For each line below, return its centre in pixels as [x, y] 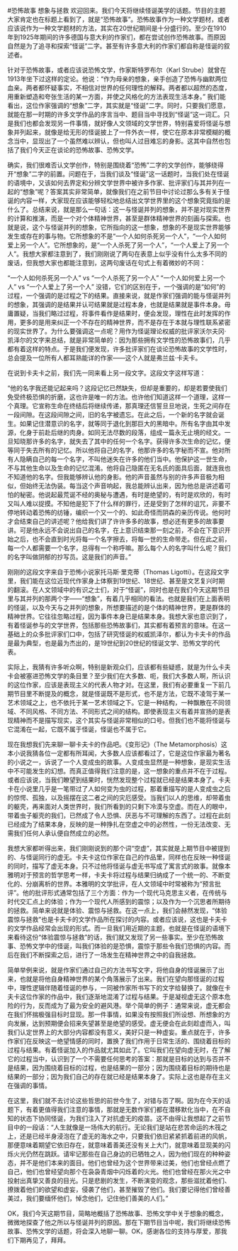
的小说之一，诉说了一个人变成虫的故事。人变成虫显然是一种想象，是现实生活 [119, 762]
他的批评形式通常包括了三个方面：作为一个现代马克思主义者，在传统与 [125, 893]
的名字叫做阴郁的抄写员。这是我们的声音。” [69, 557]
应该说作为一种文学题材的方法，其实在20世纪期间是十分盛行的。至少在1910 [117, 28]
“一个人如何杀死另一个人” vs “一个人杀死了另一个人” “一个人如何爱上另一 [113, 278]
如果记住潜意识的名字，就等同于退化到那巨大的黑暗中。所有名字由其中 [122, 424]
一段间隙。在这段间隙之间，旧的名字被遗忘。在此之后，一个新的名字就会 [113, 415]
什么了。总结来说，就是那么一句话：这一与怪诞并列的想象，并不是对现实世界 [119, 209]
